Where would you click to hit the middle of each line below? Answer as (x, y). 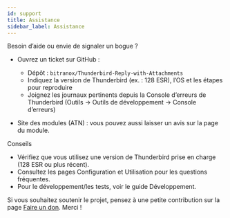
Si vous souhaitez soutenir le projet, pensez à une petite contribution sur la (114, 200)
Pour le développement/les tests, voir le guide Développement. (107, 187)
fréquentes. (33, 179)
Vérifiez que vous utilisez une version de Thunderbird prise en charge (116, 157)
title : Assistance (33, 20)
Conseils (20, 144)
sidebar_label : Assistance (46, 26)
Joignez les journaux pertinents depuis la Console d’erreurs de (117, 95)
